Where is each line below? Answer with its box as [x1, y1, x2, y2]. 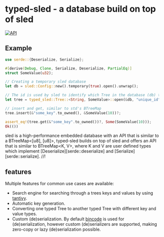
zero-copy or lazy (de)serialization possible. [12, 226, 101, 233]
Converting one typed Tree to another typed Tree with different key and [12, 206, 156, 212]
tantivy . [12, 195, 27, 201]
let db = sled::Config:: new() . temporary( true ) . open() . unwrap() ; [5, 84, 139, 89]
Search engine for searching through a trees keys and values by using [12, 190, 153, 196]
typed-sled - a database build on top [5, 3, 156, 15]
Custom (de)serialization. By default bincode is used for [12, 216, 124, 222]
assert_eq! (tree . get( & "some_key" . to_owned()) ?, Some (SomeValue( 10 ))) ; [5, 119, 152, 124]
